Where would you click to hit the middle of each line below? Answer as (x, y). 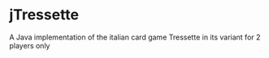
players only (30, 45)
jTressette (44, 15)
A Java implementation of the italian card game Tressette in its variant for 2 (135, 37)
